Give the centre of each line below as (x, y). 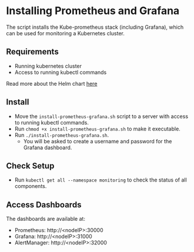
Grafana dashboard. (48, 147)
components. (31, 186)
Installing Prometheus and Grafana (93, 11)
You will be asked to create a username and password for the (98, 141)
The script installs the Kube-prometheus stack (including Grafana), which (95, 27)
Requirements (32, 52)
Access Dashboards (44, 205)
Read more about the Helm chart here (52, 83)
